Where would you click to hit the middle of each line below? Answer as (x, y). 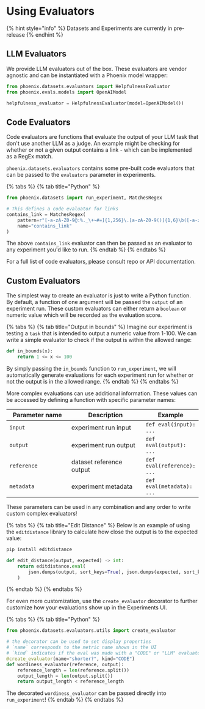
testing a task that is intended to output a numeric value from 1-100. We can (102, 333)
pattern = (28, 220)
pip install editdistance (39, 549)
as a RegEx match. (30, 157)
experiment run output (103, 445)
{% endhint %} (45, 34)
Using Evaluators (50, 11)
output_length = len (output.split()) (65, 676)
